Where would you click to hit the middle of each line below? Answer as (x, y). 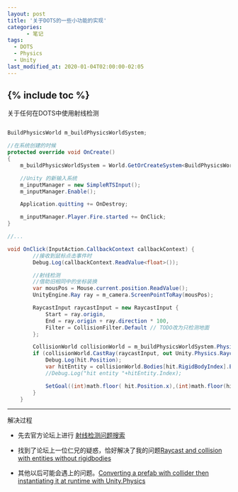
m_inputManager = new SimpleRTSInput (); (80, 185)
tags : (15, 40)
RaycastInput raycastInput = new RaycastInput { (106, 308)
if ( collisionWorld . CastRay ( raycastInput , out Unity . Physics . (126, 354)
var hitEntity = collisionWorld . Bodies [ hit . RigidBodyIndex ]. (137, 367)
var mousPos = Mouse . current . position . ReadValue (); (111, 289)
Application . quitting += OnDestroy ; (74, 204)
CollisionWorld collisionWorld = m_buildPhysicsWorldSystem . (125, 347)
